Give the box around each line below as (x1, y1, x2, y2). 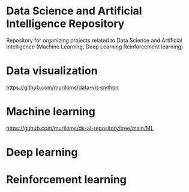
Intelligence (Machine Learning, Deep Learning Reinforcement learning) (6, 43, 184, 50)
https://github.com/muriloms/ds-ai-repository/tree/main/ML (6, 124, 154, 132)
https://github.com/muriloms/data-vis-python (6, 84, 119, 91)
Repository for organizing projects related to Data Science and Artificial (6, 36, 182, 44)
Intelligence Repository (6, 17, 125, 31)
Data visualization (6, 64, 98, 78)
